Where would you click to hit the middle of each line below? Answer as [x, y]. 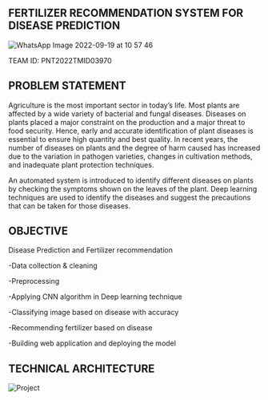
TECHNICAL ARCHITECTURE [82, 368]
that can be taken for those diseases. [69, 206]
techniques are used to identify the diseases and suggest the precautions [130, 197]
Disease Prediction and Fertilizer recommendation [91, 250]
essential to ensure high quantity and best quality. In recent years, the [123, 139]
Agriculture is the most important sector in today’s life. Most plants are [124, 105]
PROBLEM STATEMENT [67, 86]
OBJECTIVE [38, 231]
